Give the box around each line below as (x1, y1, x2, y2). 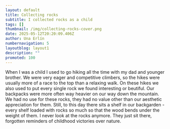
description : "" (5, 50, 40, 55)
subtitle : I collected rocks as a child (5, 17, 93, 22)
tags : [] (5, 21, 24, 27)
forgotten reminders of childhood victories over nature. (5, 118, 121, 124)
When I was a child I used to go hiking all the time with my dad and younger (5, 69, 165, 75)
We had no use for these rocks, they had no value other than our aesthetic (5, 96, 162, 102)
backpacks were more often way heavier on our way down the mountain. (5, 91, 159, 97)
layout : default (5, 7, 40, 13)
